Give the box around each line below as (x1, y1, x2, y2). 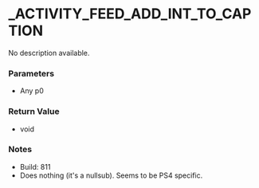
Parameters (8, 68, 54, 79)
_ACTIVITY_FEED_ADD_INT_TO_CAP (8, 5, 252, 23)
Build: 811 (19, 162, 51, 171)
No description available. (8, 48, 90, 57)
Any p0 (19, 86, 44, 96)
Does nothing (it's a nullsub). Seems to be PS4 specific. (19, 170, 203, 180)
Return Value (8, 106, 60, 117)
